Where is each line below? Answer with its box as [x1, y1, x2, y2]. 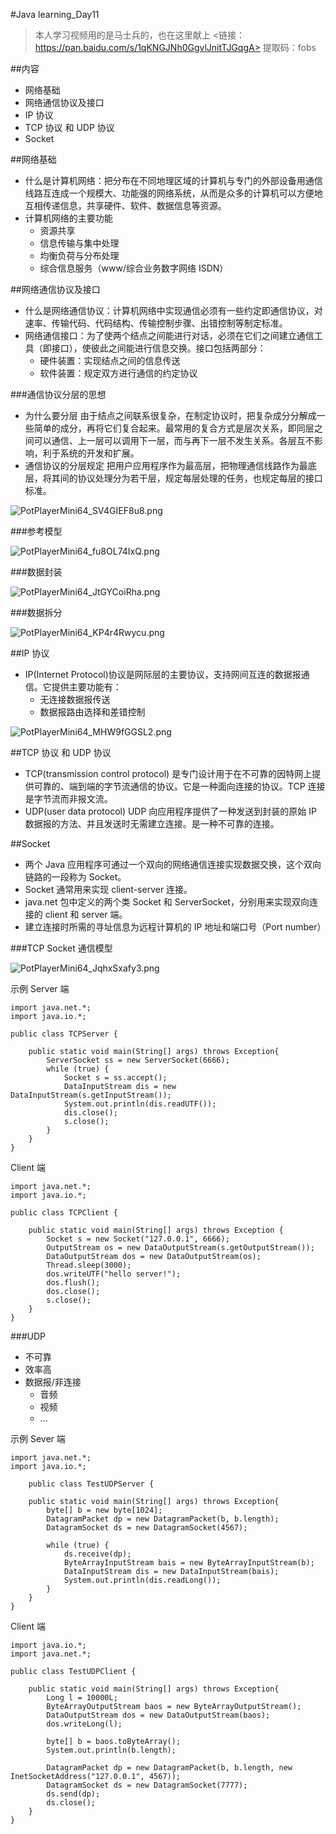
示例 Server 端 [10, 983, 70, 994]
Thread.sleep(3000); [46, 1260, 132, 1270]
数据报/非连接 [24, 1376, 82, 1388]
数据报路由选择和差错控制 [39, 706, 146, 718]
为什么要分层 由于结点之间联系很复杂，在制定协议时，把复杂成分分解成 [24, 410, 317, 421]
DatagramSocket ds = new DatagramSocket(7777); [46, 1780, 248, 1790]
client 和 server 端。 [44, 909, 128, 920]
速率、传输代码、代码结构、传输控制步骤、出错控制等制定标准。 [24, 317, 288, 329]
